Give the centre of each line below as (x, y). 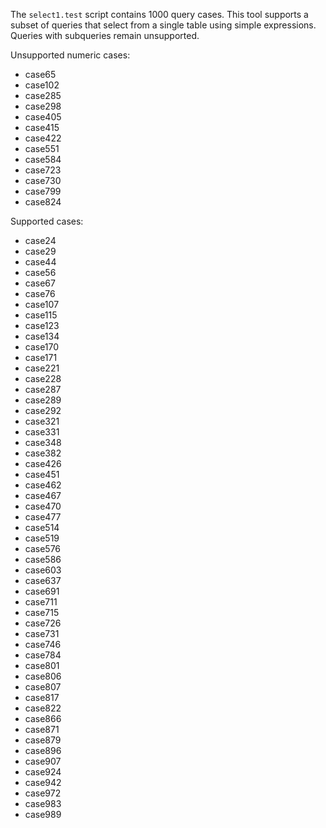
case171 (41, 357)
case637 (43, 580)
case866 (43, 718)
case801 (42, 665)
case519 (42, 538)
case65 (40, 74)
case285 (43, 95)
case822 (43, 708)
